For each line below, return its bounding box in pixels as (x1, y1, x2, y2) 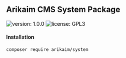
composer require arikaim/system (6, 47, 89, 53)
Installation (6, 33, 34, 40)
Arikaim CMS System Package (6, 5, 121, 15)
